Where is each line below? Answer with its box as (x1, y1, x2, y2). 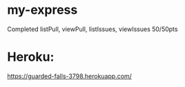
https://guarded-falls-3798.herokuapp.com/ (7, 72, 133, 80)
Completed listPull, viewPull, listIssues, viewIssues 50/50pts (7, 25, 178, 33)
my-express (7, 2, 78, 18)
